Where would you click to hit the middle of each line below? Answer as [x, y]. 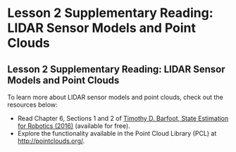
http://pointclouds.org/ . [51, 141]
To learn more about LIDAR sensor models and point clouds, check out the [115, 97]
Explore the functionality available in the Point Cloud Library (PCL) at [117, 133]
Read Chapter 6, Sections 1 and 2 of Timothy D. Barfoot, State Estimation [123, 118]
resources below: [32, 105]
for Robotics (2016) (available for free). [74, 126]
